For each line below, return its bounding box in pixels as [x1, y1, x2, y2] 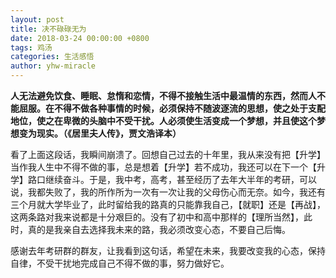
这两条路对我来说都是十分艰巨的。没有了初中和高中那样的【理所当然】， [10, 211, 304, 223]
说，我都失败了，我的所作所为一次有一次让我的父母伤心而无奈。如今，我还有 [10, 186, 326, 198]
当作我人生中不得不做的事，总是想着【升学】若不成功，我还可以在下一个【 [10, 161, 317, 173]
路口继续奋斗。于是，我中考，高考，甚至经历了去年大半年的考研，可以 [27, 174, 317, 185]
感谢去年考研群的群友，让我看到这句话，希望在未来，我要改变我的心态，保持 [10, 245, 326, 256]
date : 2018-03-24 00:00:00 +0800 [10, 33, 150, 43]
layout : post [10, 14, 65, 25]
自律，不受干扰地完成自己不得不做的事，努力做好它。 [10, 257, 230, 269]
